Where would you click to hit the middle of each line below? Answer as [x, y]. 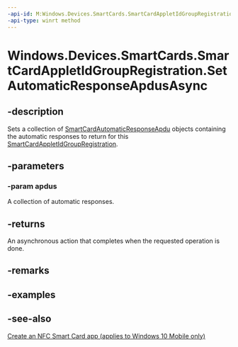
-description [35, 112]
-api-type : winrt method [44, 21]
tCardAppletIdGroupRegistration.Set [118, 70]
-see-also [29, 319]
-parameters [36, 166]
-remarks [28, 271]
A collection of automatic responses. [61, 202]
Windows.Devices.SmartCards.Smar [118, 56]
